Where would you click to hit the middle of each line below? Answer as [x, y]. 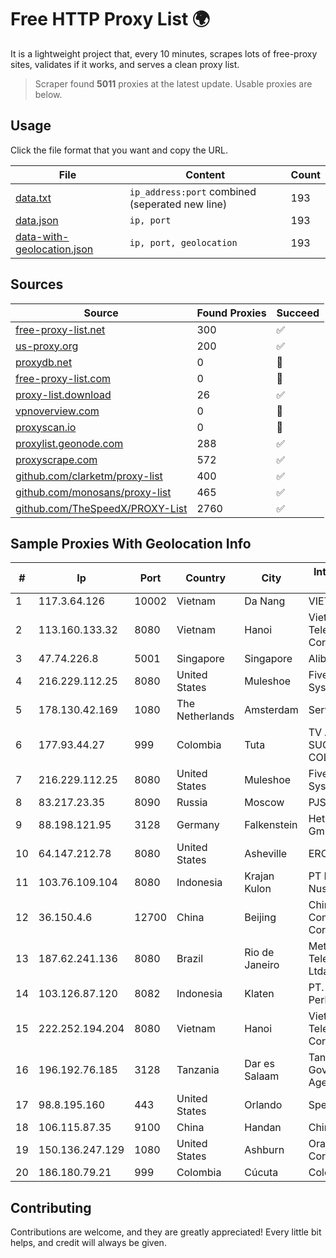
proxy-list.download [63, 394]
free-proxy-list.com [63, 378]
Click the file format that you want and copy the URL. [119, 150]
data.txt [33, 198]
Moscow [264, 803]
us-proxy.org [47, 346]
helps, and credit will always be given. [88, 1243]
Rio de [259, 953]
